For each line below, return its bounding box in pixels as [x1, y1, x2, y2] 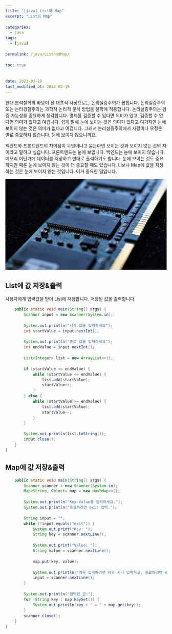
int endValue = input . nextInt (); [24, 345, 95, 350]
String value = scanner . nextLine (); [32, 548, 111, 553]
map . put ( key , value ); [32, 559, 79, 564]
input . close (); [24, 437, 56, 442]
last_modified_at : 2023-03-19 [5, 84, 70, 89]
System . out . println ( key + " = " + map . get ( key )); [32, 602, 141, 607]
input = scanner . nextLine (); [32, 575, 95, 581]
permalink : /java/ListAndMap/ [5, 51, 70, 57]
